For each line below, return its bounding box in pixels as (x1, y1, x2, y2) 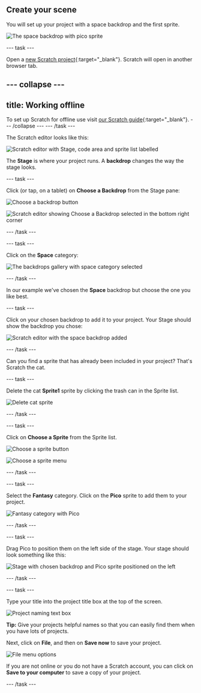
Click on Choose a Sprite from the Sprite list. (6, 434, 117, 441)
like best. (6, 293, 29, 300)
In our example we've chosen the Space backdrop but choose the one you (6, 287, 191, 294)
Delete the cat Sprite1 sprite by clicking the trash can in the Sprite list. (6, 387, 179, 394)
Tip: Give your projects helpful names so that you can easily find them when (6, 621, 195, 629)
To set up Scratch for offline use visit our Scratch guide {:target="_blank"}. (6, 116, 190, 123)
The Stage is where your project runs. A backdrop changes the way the (6, 157, 184, 165)
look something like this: (6, 551, 66, 558)
